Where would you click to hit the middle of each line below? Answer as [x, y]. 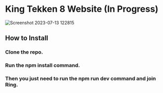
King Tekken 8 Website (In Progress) [82, 9]
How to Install [27, 38]
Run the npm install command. [43, 65]
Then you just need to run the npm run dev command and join [81, 79]
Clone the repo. [24, 52]
